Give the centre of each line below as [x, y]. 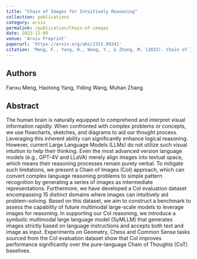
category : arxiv [26, 22]
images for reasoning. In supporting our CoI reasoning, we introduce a [91, 213]
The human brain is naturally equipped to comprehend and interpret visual [96, 120]
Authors [21, 74]
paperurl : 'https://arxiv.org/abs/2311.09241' [64, 45]
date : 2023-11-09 [27, 33]
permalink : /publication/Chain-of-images [57, 28]
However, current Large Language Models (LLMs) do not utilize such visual [97, 145]
